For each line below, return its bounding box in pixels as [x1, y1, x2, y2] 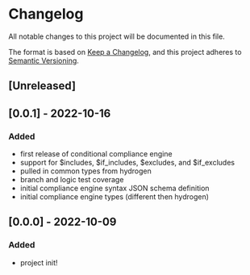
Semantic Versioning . [8, 56, 79, 65]
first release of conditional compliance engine [19, 149, 173, 159]
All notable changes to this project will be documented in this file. [8, 31, 226, 41]
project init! [19, 257, 58, 267]
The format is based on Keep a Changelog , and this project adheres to [8, 47, 242, 56]
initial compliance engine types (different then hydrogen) [19, 192, 210, 202]
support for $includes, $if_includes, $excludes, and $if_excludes [19, 158, 235, 168]
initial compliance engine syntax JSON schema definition [19, 183, 210, 194]
